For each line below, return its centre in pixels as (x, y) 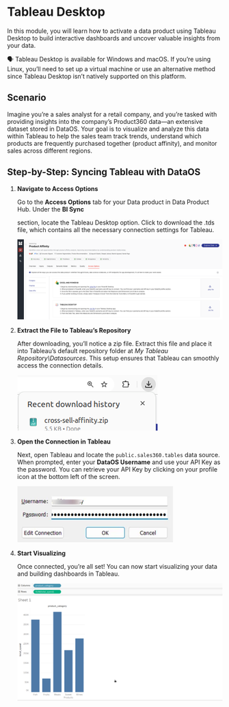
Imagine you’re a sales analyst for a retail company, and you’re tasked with (112, 114)
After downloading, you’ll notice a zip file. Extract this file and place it (114, 344)
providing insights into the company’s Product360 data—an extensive (105, 121)
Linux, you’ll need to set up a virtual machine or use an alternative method (111, 68)
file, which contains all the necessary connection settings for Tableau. (116, 229)
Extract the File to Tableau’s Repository (74, 331)
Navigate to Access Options (57, 188)
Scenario (27, 98)
